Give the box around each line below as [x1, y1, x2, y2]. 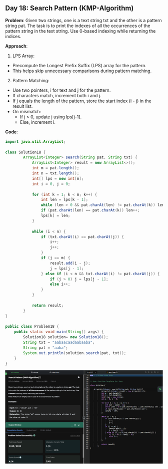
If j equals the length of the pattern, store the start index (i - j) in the [12, 98, 151, 104]
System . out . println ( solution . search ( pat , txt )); [23, 350, 126, 355]
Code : [5, 129, 18, 135]
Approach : [5, 43, 28, 49]
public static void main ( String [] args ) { [14, 329, 104, 335]
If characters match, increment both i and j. [12, 92, 101, 98]
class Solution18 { [5, 150, 46, 155]
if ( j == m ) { [40, 256, 70, 261]
